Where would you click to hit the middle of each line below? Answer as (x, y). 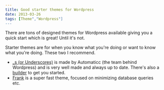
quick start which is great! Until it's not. (45, 38)
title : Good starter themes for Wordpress (50, 10)
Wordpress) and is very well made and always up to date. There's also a (86, 67)
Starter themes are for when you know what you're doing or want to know (81, 48)
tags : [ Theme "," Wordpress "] (34, 19)
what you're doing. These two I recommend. (50, 53)
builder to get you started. (39, 73)
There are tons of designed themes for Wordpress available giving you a (79, 33)
